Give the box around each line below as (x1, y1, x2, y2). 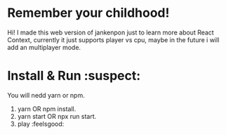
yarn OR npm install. (17, 104, 77, 113)
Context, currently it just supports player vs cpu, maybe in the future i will (7, 35, 220, 44)
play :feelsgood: (17, 120, 65, 128)
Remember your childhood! (7, 5, 170, 21)
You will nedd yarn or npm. (7, 91, 86, 99)
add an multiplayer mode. (7, 43, 81, 51)
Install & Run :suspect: (7, 68, 141, 84)
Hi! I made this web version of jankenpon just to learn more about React (7, 28, 214, 37)
